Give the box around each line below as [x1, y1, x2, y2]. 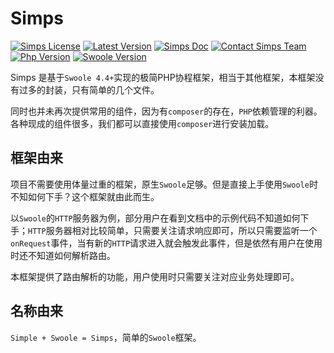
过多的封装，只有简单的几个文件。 [18, 83, 160, 96]
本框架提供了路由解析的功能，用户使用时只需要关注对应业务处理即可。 [10, 270, 300, 282]
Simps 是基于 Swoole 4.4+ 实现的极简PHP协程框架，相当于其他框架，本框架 [10, 71, 316, 83]
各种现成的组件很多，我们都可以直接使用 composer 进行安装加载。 [10, 117, 275, 129]
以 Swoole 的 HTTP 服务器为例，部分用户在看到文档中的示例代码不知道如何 [10, 212, 301, 224]
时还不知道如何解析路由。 [10, 249, 116, 261]
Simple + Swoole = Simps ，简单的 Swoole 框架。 [10, 331, 202, 343]
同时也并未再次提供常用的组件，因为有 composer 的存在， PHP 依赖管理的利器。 [10, 105, 323, 117]
